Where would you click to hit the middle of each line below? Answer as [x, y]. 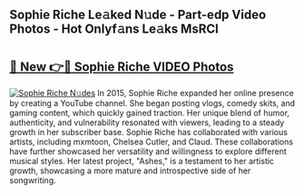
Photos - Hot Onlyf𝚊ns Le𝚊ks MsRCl [114, 29]
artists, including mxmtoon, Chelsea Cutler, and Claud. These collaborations [151, 141]
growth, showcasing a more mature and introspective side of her [130, 171]
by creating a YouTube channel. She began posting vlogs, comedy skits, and [152, 103]
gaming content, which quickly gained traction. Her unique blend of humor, [150, 113]
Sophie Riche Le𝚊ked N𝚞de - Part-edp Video [138, 15]
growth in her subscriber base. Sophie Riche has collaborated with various [149, 132]
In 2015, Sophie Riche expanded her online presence [196, 93]
